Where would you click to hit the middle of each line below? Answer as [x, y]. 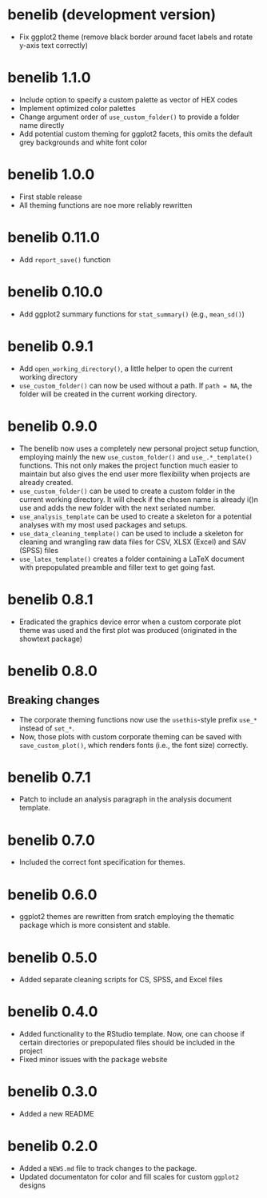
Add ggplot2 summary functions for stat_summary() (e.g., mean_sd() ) [132, 314]
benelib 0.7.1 [49, 777]
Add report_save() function [65, 259]
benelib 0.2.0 [53, 1146]
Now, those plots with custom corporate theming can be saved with [130, 736]
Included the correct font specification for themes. [102, 862]
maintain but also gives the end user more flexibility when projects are [135, 474]
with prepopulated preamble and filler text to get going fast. [117, 567]
